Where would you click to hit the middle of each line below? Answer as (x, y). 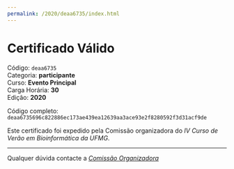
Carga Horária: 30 (33, 90)
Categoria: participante (41, 75)
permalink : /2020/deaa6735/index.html (63, 14)
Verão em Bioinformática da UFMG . (58, 138)
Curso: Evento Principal (42, 82)
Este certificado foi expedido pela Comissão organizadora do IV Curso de (112, 131)
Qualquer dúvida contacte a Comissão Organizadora (83, 158)
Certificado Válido (61, 48)
